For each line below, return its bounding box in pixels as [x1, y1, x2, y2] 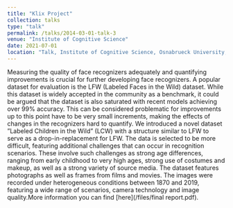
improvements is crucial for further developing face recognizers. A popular [7, 75, 221, 83]
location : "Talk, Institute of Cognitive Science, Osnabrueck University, [7, 49, 228, 56]
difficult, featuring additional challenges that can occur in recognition [7, 141, 205, 150]
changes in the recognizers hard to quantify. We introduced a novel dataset [7, 119, 223, 128]
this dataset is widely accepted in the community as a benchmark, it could [7, 89, 220, 98]
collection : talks [7, 17, 60, 24]
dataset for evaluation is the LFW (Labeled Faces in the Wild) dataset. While [7, 83, 224, 91]
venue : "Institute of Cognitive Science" [7, 36, 129, 43]
